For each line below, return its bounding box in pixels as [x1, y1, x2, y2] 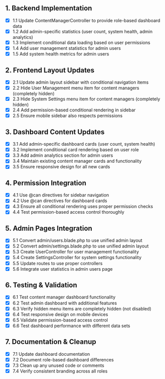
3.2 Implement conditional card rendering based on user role [12, 147, 139, 153]
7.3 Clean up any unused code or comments [12, 362, 104, 368]
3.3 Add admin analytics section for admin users [12, 152, 114, 158]
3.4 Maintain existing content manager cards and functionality [12, 158, 142, 164]
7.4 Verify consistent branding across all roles [12, 368, 107, 374]
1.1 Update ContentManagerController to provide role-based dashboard [12, 17, 160, 23]
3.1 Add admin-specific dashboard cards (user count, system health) [12, 141, 155, 147]
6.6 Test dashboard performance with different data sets [12, 323, 130, 329]
